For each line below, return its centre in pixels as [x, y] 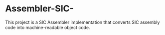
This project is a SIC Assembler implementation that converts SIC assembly [82, 22]
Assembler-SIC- [39, 9]
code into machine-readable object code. [48, 27]
